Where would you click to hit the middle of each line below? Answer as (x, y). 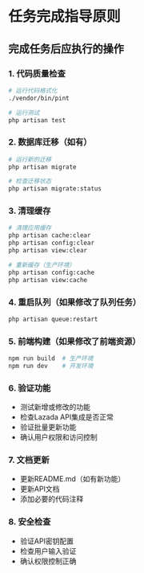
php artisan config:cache (51, 272)
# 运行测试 (24, 113)
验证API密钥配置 (47, 541)
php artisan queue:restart (53, 319)
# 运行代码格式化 (33, 90)
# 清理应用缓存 (30, 228)
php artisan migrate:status (55, 189)
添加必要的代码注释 (52, 499)
